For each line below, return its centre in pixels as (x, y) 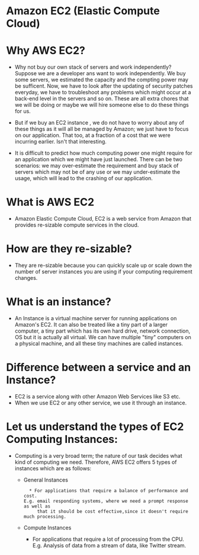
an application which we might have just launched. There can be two (98, 160)
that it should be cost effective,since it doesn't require (113, 511)
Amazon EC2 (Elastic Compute (83, 11)
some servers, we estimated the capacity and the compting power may (101, 80)
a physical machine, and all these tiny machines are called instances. (99, 343)
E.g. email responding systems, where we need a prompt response (106, 501)
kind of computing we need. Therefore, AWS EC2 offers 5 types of (96, 462)
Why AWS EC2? (46, 51)
